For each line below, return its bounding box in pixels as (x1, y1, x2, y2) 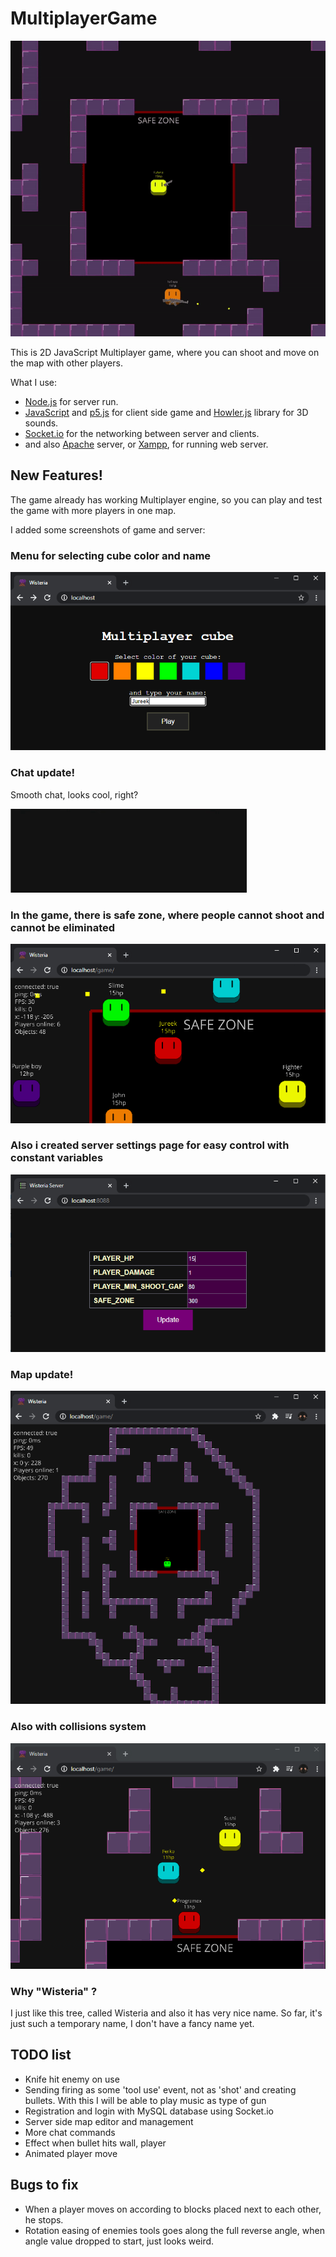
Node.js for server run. (24, 395, 119, 407)
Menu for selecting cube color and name (10, 548, 212, 562)
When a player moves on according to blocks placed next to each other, (24, 2203, 322, 2215)
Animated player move (24, 2147, 118, 2159)
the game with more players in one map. (10, 504, 177, 516)
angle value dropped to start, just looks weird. (24, 2235, 215, 2247)
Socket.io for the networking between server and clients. (24, 427, 260, 439)
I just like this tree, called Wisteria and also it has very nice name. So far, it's (10, 2007, 323, 2019)
